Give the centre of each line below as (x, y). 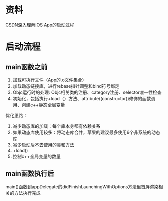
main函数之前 (26, 67)
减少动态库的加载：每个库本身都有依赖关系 (56, 126)
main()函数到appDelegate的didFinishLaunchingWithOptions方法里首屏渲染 (82, 187)
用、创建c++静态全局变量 (39, 105)
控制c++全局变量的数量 (37, 156)
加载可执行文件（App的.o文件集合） (49, 80)
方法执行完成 (27, 193)
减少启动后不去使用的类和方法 (43, 145)
